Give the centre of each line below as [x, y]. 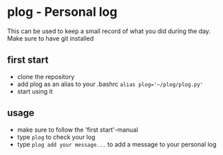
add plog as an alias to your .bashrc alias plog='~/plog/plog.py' [110, 84]
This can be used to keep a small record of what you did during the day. [109, 31]
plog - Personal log [62, 12]
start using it [35, 91]
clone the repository [46, 76]
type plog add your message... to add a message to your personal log [117, 144]
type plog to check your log [56, 137]
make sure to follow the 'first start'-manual [77, 130]
